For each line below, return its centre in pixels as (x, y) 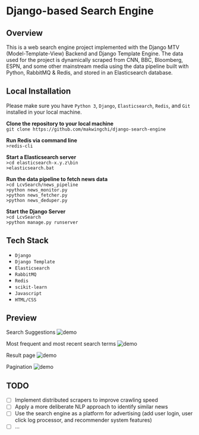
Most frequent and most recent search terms (61, 344)
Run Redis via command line (42, 140)
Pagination (19, 367)
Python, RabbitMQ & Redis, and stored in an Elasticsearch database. (90, 72)
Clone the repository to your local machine (60, 123)
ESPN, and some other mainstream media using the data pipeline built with (97, 66)
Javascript (28, 293)
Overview (25, 33)
